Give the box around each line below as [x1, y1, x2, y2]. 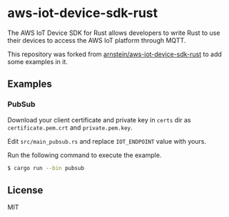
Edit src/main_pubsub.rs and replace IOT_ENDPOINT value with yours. [7, 137, 207, 145]
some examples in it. [7, 57, 68, 65]
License [7, 184, 44, 196]
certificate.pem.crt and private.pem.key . [7, 123, 133, 132]
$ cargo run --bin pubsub [7, 164, 84, 171]
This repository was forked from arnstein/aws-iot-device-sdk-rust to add [7, 50, 223, 58]
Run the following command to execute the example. [7, 151, 162, 159]
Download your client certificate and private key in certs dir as [7, 115, 191, 124]
